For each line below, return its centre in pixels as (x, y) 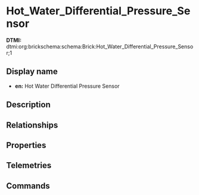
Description (28, 105)
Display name (32, 72)
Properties (26, 145)
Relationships (32, 125)
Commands (28, 186)
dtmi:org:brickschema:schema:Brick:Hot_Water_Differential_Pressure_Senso (100, 47)
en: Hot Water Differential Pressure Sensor (67, 86)
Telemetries (29, 165)
